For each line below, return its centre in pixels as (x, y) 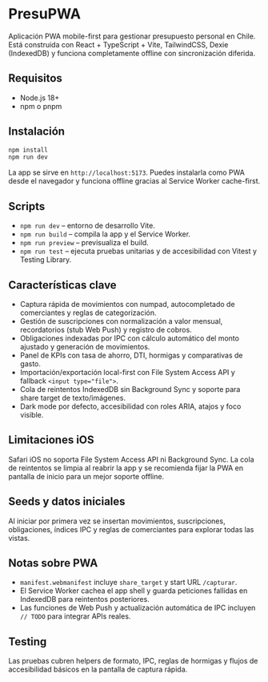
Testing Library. (46, 260)
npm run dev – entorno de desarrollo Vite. (88, 226)
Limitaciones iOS (51, 440)
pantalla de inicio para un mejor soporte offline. (86, 476)
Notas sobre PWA (53, 563)
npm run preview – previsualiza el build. (84, 243)
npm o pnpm (41, 106)
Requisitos (35, 78)
